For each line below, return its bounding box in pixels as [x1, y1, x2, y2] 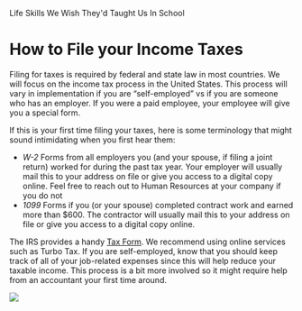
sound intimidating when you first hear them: [9, 134, 176, 145]
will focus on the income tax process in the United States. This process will [9, 78, 288, 89]
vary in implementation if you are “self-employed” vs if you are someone [9, 87, 279, 98]
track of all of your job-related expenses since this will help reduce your [9, 255, 277, 266]
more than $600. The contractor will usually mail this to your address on [22, 209, 290, 220]
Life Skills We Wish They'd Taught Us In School [9, 8, 185, 18]
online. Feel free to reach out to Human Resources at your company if [22, 180, 281, 191]
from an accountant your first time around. [9, 274, 167, 285]
